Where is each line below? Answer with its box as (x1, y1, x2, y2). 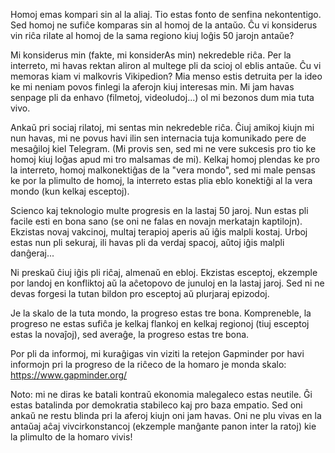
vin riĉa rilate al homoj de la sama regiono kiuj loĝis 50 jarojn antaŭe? (10, 30, 295, 41)
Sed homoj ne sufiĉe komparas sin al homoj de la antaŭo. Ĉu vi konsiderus (10, 19, 318, 31)
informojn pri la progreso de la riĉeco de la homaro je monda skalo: (10, 359, 287, 370)
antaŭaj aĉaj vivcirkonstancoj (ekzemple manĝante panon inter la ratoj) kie (10, 420, 317, 432)
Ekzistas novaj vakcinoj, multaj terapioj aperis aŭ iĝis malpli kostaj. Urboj (10, 226, 308, 238)
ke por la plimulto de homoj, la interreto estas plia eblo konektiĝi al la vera (10, 175, 313, 186)
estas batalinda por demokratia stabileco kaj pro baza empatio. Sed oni (10, 399, 303, 411)
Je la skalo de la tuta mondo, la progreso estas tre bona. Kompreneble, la (10, 307, 312, 319)
